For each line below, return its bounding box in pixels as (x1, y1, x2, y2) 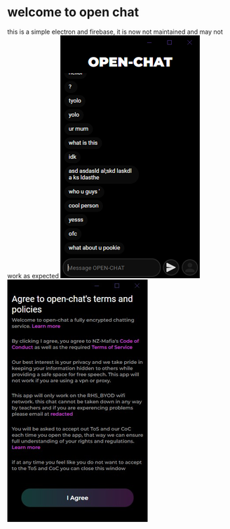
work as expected (7, 271, 60, 280)
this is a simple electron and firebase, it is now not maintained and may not (7, 27, 223, 36)
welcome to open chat (7, 4, 139, 20)
